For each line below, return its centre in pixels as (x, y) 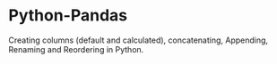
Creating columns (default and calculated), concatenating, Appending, (138, 40)
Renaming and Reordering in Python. (76, 49)
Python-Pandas (68, 16)
